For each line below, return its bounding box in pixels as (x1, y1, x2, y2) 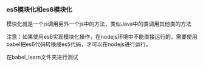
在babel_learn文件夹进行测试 (6, 53, 78, 61)
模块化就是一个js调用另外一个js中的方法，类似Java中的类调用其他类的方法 (6, 20, 191, 28)
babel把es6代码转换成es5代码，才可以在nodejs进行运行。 (6, 41, 151, 48)
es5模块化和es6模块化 (6, 5, 73, 13)
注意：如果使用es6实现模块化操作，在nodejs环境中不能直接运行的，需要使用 (6, 33, 198, 41)
